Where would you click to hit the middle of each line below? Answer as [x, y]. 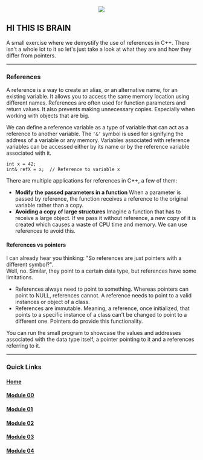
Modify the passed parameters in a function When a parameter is [98, 192]
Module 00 [20, 395]
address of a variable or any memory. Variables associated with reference [98, 140]
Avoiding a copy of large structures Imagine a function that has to [98, 212]
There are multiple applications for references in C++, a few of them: [92, 181]
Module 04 [20, 450]
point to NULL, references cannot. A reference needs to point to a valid [103, 296]
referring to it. [23, 346]
